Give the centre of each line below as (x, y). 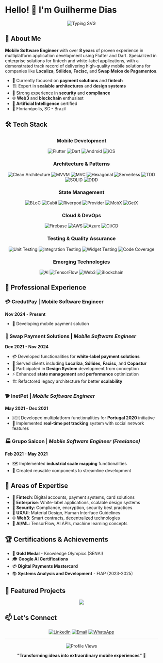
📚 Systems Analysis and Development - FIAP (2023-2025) (73, 574)
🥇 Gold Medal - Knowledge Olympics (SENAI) (57, 554)
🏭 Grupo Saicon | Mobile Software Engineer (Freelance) (73, 442)
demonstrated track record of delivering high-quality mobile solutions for (78, 66)
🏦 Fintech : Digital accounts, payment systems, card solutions (73, 497)
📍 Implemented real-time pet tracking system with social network (78, 423)
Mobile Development (81, 141)
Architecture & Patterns (81, 164)
